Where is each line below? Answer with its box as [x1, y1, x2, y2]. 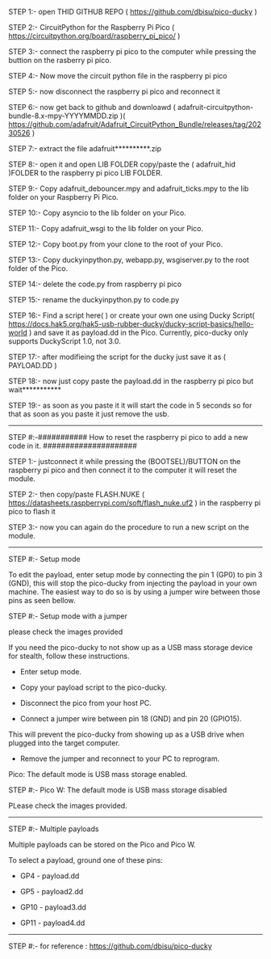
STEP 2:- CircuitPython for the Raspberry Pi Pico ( [8, 23, 175, 32]
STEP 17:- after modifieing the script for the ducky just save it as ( [8, 352, 227, 361]
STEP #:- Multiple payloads [8, 824, 99, 834]
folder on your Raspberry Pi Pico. [8, 192, 119, 201]
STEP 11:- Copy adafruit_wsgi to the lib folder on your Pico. [8, 224, 204, 233]
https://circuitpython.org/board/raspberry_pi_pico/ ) [8, 32, 181, 40]
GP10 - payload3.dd [19, 902, 87, 912]
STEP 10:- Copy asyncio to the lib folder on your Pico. [8, 208, 187, 218]
